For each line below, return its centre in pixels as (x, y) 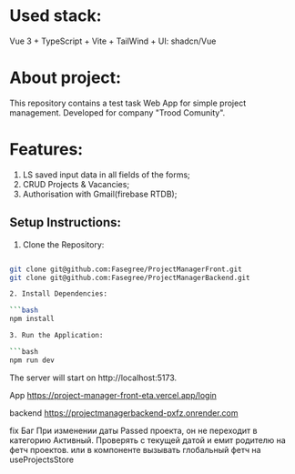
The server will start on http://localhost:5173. (93, 378)
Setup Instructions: (65, 222)
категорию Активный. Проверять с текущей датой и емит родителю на (148, 440)
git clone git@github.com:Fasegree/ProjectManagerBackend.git (130, 277)
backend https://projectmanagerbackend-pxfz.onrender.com (124, 413)
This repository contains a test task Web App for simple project (128, 103)
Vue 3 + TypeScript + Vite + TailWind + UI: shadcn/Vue (113, 41)
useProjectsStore (42, 459)
